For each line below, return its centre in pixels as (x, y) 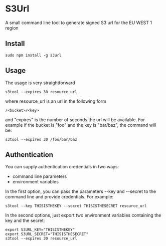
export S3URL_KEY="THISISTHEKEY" (40, 230)
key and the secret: (25, 220)
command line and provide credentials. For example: (59, 197)
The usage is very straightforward (40, 83)
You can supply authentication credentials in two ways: (62, 167)
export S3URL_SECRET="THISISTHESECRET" (47, 234)
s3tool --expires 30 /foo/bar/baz (41, 139)
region (12, 28)
